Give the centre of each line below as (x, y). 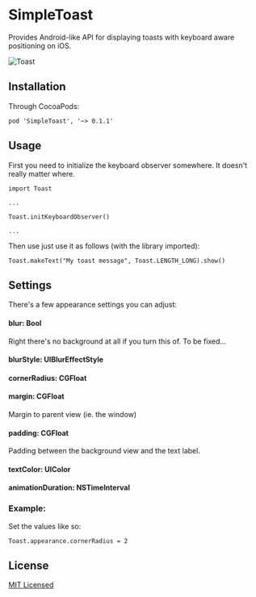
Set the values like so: (45, 526)
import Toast (30, 188)
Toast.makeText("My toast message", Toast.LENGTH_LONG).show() (117, 261)
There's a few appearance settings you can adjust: (93, 305)
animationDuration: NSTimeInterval (69, 488)
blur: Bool (25, 323)
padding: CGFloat (38, 432)
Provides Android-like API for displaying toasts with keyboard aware (122, 37)
